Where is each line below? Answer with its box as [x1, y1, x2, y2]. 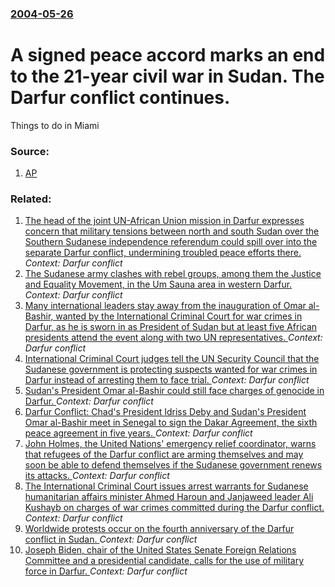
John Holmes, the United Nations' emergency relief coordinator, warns [24, 438, 317, 450]
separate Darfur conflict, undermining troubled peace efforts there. [24, 247, 302, 259]
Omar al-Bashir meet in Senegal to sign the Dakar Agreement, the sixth [24, 417, 318, 429]
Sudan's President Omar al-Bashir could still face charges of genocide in [24, 385, 325, 397]
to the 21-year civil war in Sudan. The [10, 65, 325, 88]
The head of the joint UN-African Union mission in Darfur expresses [24, 215, 305, 227]
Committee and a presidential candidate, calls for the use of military [24, 555, 305, 567]
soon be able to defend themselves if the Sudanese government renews [24, 459, 323, 471]
